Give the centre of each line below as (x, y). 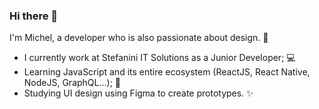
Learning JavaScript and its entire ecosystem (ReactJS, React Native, (167, 72)
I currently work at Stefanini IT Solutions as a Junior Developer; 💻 (159, 58)
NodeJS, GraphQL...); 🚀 (72, 83)
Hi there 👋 (34, 16)
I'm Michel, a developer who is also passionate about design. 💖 (139, 38)
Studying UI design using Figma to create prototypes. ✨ (138, 93)
